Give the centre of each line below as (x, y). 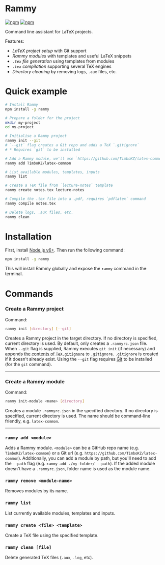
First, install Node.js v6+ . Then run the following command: (65, 250)
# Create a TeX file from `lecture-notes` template (59, 185)
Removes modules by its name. (37, 491)
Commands (29, 294)
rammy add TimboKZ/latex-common (38, 163)
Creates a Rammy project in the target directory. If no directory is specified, (82, 338)
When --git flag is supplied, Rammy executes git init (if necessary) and (80, 348)
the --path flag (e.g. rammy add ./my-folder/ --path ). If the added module (80, 464)
